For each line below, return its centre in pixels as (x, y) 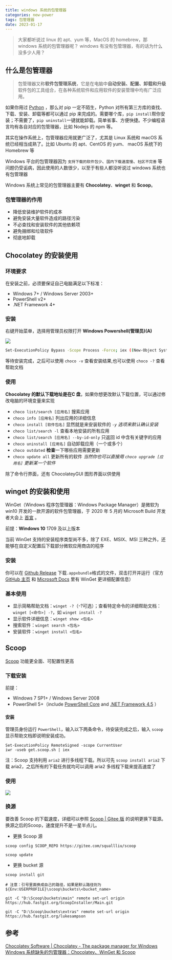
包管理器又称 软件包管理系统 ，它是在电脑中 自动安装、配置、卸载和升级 (92, 84)
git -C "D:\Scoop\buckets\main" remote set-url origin (65, 898)
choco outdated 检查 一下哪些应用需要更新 (56, 450)
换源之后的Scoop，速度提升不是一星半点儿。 (52, 825)
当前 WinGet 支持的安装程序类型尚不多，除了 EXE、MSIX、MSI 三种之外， (83, 540)
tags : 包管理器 (20, 20)
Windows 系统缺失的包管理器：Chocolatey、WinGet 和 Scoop (70, 952)
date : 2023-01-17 (24, 24)
